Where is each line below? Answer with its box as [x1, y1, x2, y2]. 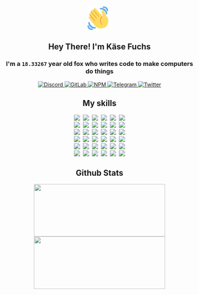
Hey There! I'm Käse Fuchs [48, 42, 151, 52]
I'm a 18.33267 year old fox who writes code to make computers [5, 60, 194, 68]
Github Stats [76, 168, 123, 178]
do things [85, 67, 114, 76]
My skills [82, 98, 117, 109]
